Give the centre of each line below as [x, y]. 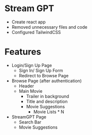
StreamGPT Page [29, 117]
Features [23, 52]
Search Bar [30, 122]
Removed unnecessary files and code [49, 27]
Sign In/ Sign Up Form [41, 70]
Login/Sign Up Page [32, 65]
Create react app [28, 22]
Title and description [47, 101]
